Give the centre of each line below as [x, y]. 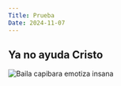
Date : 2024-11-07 [37, 23]
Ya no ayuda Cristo [56, 55]
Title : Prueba [32, 15]
